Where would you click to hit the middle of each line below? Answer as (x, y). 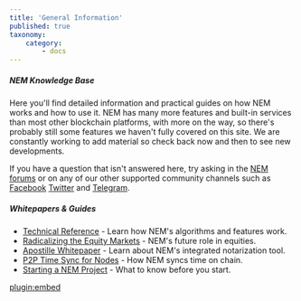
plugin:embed (35, 287)
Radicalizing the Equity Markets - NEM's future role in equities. (139, 241)
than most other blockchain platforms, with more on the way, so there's (142, 122)
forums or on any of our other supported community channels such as (140, 178)
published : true (40, 26)
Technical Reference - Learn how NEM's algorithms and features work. (155, 231)
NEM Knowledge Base (52, 80)
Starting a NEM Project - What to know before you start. (127, 270)
